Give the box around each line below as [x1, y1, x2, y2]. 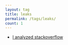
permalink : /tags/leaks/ [5, 16, 56, 21]
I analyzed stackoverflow [12, 34, 63, 40]
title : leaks [5, 12, 32, 17]
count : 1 [5, 21, 23, 26]
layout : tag [5, 7, 30, 12]
